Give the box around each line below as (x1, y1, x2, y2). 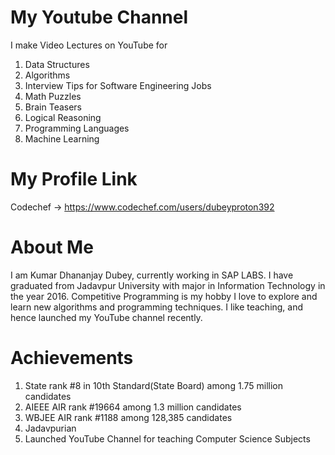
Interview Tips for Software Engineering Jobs (24, 79, 212, 91)
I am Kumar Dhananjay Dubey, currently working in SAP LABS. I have (10, 269, 294, 281)
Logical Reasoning (24, 111, 102, 123)
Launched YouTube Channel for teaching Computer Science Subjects (24, 432, 311, 445)
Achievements (10, 347, 134, 369)
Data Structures (24, 58, 90, 70)
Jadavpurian (24, 422, 77, 434)
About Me (10, 236, 94, 259)
